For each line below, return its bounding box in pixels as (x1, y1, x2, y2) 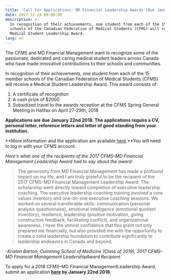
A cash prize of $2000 (12, 96, 60, 102)
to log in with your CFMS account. (5, 143, 76, 149)
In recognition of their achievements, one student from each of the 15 (5, 70, 150, 76)
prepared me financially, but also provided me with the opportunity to (17, 227, 162, 234)
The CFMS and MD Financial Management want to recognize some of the (5, 49, 158, 56)
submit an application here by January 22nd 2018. (5, 269, 112, 275)
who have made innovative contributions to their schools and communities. (5, 60, 162, 67)
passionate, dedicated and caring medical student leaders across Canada (5, 55, 159, 61)
